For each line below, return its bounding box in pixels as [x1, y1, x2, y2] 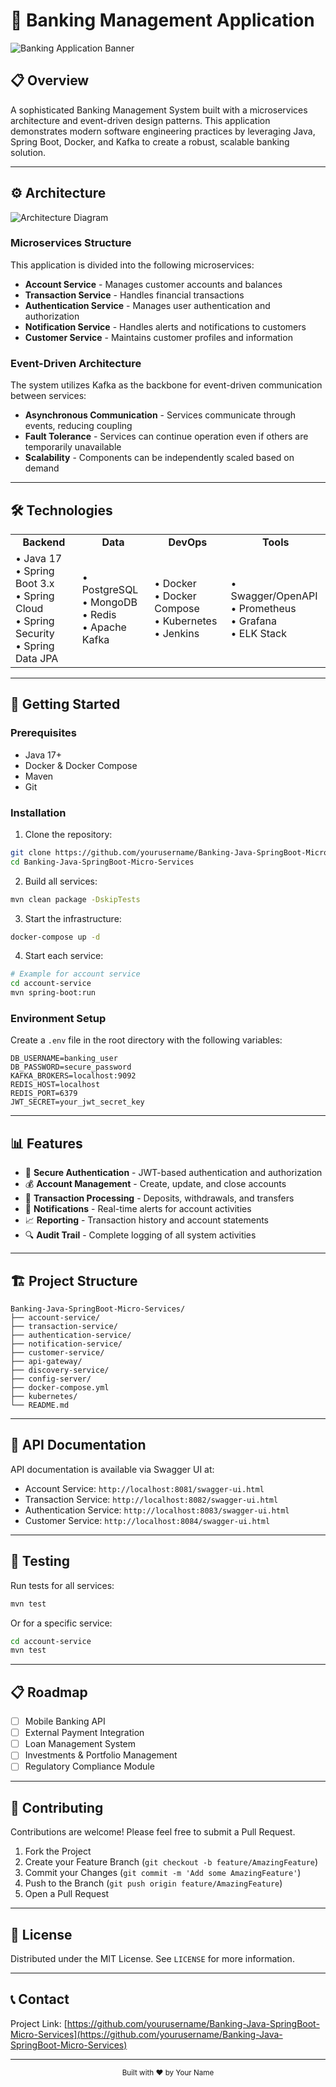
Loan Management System [24, 1738, 137, 1750]
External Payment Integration [24, 1727, 145, 1739]
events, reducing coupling [24, 420, 133, 432]
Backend [22, 535, 66, 549]
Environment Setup [10, 1012, 107, 1025]
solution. [10, 146, 47, 158]
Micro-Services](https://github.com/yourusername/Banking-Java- [10, 2028, 283, 2040]
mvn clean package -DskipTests [10, 894, 141, 904]
